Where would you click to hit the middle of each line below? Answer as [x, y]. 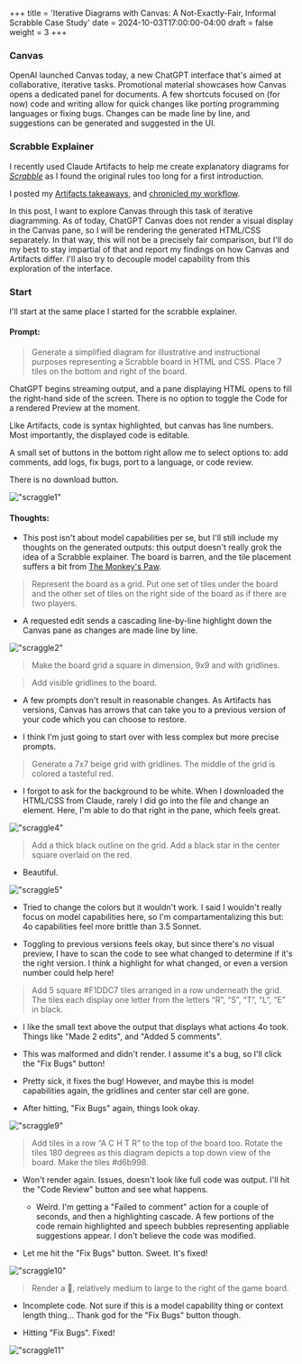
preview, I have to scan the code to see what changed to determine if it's [157, 954]
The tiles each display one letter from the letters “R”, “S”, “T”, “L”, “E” [158, 1000]
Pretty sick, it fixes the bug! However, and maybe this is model [138, 1081]
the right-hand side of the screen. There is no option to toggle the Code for [149, 399]
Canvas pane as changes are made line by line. [110, 630]
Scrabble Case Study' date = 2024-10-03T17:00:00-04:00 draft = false [142, 23]
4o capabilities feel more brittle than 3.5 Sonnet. [112, 927]
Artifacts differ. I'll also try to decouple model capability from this [130, 259]
